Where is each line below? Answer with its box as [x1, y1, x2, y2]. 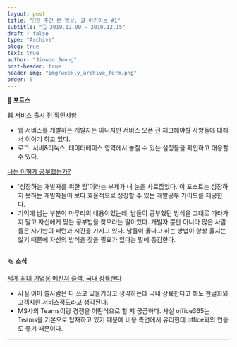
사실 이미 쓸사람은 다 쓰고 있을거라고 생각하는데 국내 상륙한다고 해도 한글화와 [17, 289, 229, 298]
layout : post [7, 10, 46, 18]
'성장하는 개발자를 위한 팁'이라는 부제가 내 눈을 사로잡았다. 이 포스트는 [17, 183, 210, 191]
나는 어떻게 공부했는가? [7, 167, 71, 176]
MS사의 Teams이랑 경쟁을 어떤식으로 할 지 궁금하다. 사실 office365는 [17, 307, 210, 315]
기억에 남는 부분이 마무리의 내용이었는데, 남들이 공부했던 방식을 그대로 [17, 209, 210, 217]
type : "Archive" [7, 37, 55, 44]
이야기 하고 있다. [25, 135, 71, 143]
